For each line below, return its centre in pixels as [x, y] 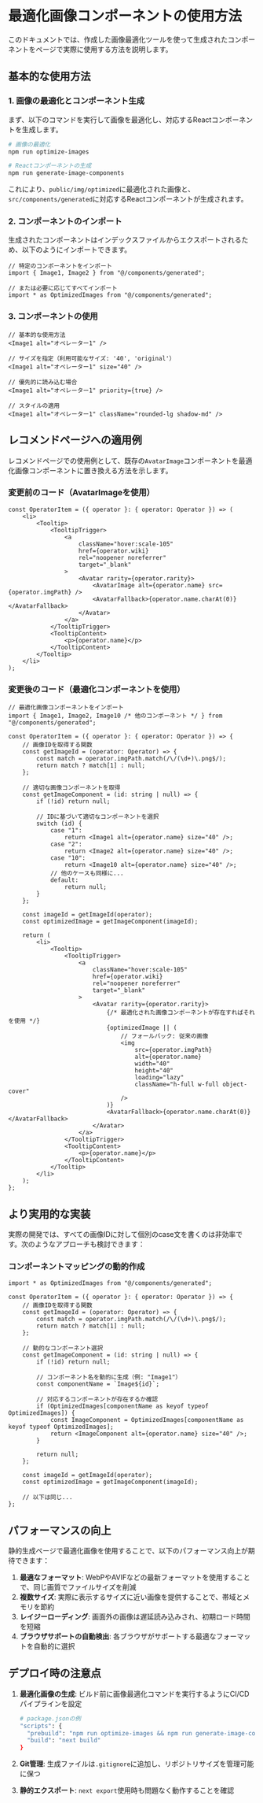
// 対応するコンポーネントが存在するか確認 [97, 1399]
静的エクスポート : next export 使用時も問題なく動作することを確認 [127, 1790]
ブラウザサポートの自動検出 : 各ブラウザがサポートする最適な [118, 1636]
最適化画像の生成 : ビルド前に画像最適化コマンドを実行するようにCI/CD [134, 1694]
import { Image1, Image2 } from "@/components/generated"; [107, 273]
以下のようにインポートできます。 [77, 250]
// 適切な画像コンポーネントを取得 [71, 788]
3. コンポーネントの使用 [53, 317]
